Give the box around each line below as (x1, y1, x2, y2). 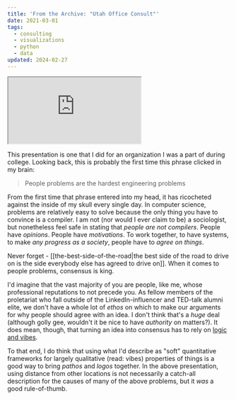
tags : (7, 23, 23, 30)
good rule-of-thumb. (7, 384, 68, 393)
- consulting (13, 30, 52, 38)
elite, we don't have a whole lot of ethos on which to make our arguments (7, 302, 221, 312)
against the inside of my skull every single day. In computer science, (7, 200, 206, 209)
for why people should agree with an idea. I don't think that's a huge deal (7, 310, 220, 319)
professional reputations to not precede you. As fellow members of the (7, 287, 213, 296)
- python (13, 43, 40, 50)
